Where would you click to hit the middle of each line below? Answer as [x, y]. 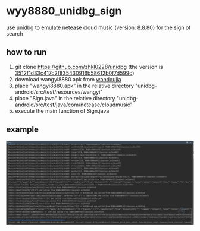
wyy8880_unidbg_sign [64, 11]
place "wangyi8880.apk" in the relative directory [74, 86]
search [15, 33]
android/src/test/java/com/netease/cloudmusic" [74, 105]
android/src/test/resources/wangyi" [59, 92]
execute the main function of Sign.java [62, 110]
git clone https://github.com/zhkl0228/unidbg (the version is [89, 67]
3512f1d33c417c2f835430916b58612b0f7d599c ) [74, 73]
